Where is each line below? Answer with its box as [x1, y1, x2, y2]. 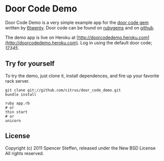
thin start [5, 109, 28, 115]
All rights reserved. [5, 150, 44, 156]
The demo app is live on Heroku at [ [5, 34, 79, 40]
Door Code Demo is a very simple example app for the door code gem [5, 19, 149, 25]
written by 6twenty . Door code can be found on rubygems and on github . [5, 24, 155, 30]
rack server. [5, 78, 30, 84]
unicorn [5, 118, 21, 123]
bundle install [5, 92, 37, 97]
